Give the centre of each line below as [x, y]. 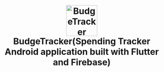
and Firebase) [82, 62]
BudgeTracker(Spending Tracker [82, 41]
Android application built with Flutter [82, 52]
